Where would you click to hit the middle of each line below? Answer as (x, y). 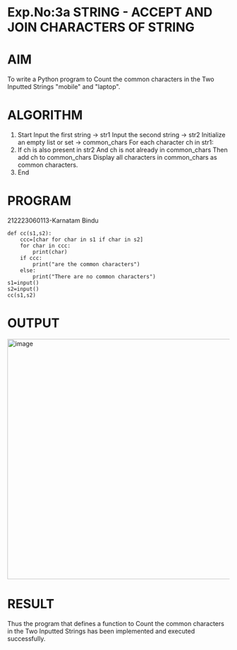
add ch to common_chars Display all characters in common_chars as (117, 158)
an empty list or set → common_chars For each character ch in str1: (115, 143)
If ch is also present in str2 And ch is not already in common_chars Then (122, 150)
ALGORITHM (45, 116)
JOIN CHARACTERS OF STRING (101, 27)
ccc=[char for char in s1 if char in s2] (81, 240)
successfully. (26, 638)
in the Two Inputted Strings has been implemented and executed (101, 631)
